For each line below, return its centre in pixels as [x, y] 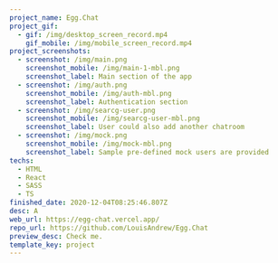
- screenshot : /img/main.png [72, 60]
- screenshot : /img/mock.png [72, 136]
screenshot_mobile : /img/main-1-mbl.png [103, 69]
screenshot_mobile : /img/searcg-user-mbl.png [113, 118]
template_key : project [52, 245]
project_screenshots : [50, 52]
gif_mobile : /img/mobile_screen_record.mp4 [109, 43]
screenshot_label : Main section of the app [109, 77]
